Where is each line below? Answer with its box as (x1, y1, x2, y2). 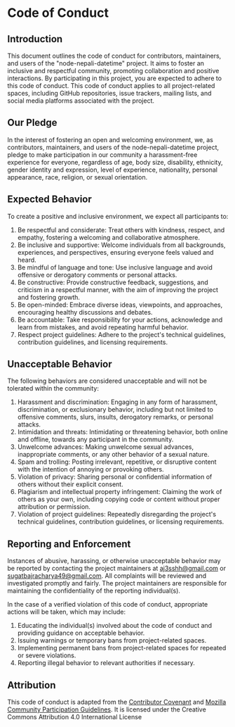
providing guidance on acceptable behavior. (17, 628, 145, 638)
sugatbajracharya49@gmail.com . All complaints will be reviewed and (7, 571, 207, 580)
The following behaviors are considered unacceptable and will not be (7, 377, 207, 385)
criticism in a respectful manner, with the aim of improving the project (17, 285, 219, 293)
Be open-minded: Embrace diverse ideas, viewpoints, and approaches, (17, 301, 223, 309)
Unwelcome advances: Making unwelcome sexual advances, (17, 443, 194, 451)
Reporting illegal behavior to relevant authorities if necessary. (17, 659, 195, 667)
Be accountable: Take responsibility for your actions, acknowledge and (17, 315, 223, 324)
